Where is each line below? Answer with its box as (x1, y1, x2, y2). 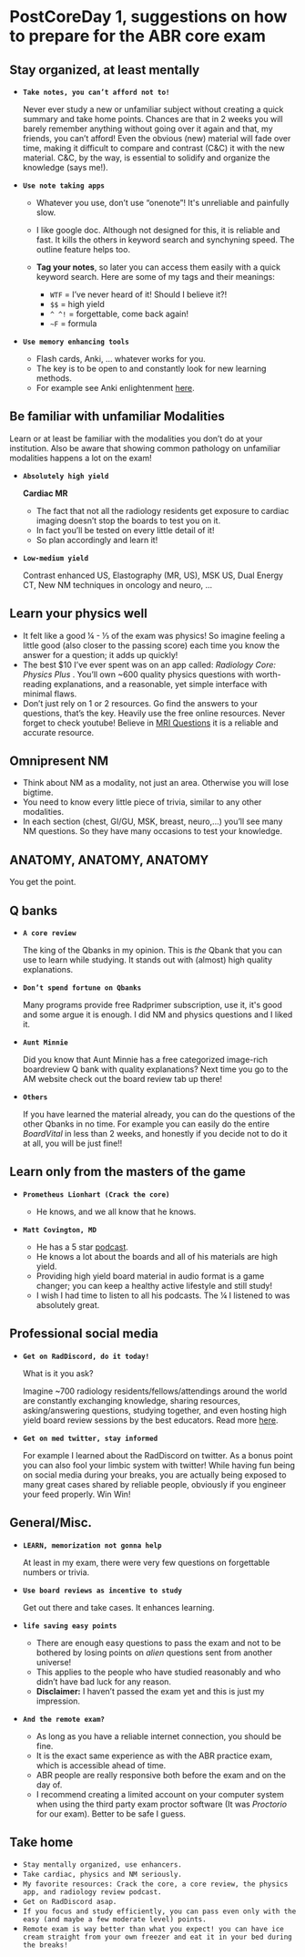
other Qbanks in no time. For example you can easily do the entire (22, 1118, 270, 1129)
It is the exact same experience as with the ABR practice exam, (36, 1750, 273, 1761)
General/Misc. (9, 1515, 93, 1530)
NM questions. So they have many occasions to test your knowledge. (22, 826, 283, 837)
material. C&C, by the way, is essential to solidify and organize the (22, 152, 270, 163)
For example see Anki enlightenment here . (36, 383, 196, 393)
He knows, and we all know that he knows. (36, 1206, 197, 1217)
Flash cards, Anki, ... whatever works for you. (36, 354, 207, 364)
